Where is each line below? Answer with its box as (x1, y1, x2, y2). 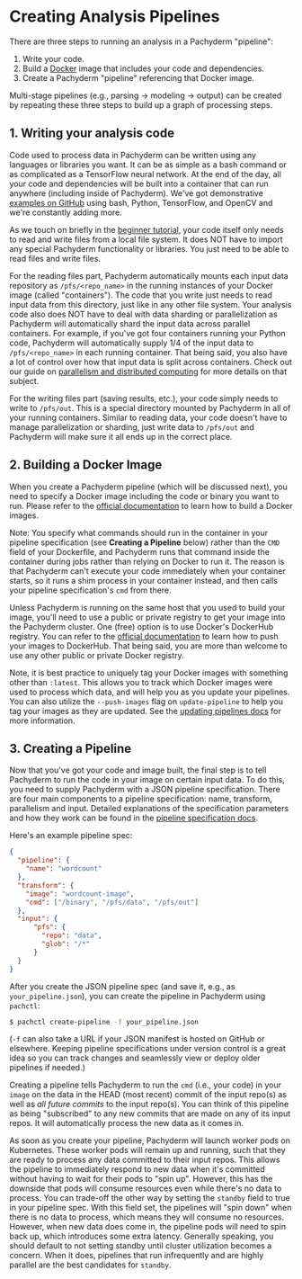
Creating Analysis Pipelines (9, 6, 220, 27)
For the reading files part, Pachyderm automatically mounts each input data (9, 270, 289, 281)
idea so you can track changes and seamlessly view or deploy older (9, 1052, 261, 1063)
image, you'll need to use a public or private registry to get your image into (9, 612, 286, 622)
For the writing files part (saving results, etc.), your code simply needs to (9, 393, 279, 404)
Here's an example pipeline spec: (9, 830, 133, 841)
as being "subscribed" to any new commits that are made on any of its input (9, 1108, 291, 1119)
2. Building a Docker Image (9, 457, 163, 473)
